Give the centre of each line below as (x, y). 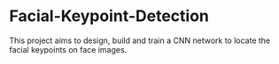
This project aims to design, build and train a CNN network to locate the (140, 40)
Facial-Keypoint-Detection (109, 16)
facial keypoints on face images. (68, 49)
